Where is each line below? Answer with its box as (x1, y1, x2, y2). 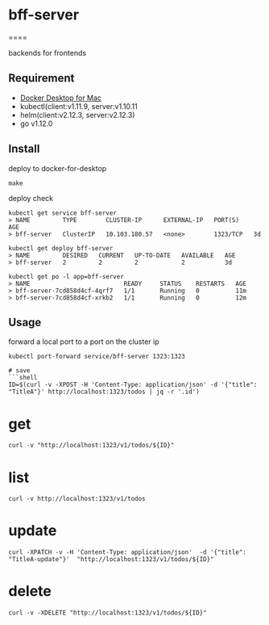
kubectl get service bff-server (8, 208, 117, 217)
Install (8, 142, 40, 156)
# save (8, 367, 31, 375)
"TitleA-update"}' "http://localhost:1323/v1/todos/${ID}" (8, 556, 215, 564)
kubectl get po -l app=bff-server (8, 272, 125, 280)
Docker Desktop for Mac (19, 93, 102, 103)
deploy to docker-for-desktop (8, 163, 107, 173)
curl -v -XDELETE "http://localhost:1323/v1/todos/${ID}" (8, 609, 207, 617)
